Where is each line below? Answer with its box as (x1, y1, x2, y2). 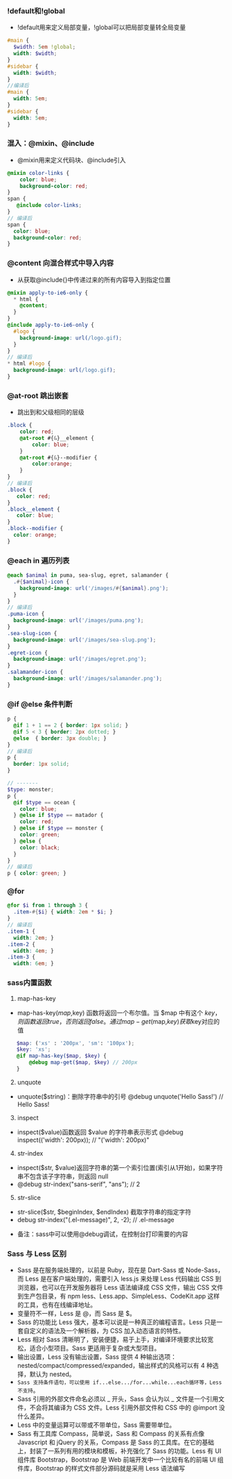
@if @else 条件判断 (7, 699, 73, 709)
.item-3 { (7, 954, 36, 961)
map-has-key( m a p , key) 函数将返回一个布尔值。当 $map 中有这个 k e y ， (17, 1008, 222, 1017)
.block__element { (7, 505, 60, 513)
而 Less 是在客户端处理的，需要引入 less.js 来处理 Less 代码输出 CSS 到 (17, 1275, 222, 1283)
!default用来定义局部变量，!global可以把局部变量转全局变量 (17, 23, 186, 32)
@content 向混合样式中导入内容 (7, 258, 114, 268)
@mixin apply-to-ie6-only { (7, 289, 89, 296)
